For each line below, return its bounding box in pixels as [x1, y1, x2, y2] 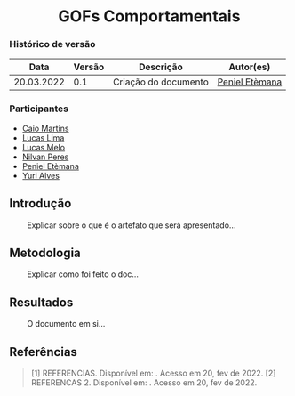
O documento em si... [26, 319, 106, 329]
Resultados [9, 295, 74, 310]
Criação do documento [112, 76, 209, 88]
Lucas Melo [21, 141, 65, 152]
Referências [9, 344, 78, 360]
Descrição [139, 61, 184, 73]
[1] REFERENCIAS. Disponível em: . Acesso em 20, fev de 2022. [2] [30, 368, 276, 379]
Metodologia [9, 245, 82, 260]
